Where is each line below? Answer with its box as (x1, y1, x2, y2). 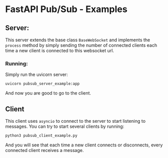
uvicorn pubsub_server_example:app (5, 82, 80, 87)
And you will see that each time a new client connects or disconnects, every (5, 142, 163, 148)
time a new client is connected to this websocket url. (5, 48, 114, 53)
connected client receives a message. (5, 147, 84, 153)
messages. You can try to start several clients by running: (5, 123, 124, 129)
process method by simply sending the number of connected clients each (5, 42, 157, 48)
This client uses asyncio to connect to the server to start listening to (5, 118, 146, 124)
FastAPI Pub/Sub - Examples (5, 4, 128, 15)
